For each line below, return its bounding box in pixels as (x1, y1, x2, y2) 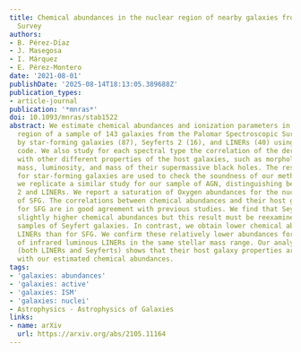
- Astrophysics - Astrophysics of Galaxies (9, 305, 175, 313)
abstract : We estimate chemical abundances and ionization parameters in (9, 122, 291, 131)
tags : (9, 263, 30, 272)
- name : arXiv (9, 322, 63, 331)
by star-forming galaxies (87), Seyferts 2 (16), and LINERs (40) (17, 138, 271, 147)
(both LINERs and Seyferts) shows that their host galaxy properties (17, 246, 282, 255)
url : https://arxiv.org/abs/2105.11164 (17, 330, 167, 339)
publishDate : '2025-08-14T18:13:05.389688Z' (9, 80, 178, 89)
